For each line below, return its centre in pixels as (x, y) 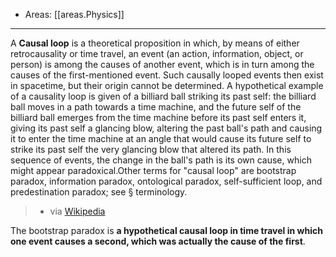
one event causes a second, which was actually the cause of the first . (158, 241)
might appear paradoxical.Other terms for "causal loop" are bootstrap (153, 170)
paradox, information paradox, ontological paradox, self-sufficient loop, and (166, 181)
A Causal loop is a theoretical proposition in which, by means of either (155, 43)
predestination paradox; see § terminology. (99, 192)
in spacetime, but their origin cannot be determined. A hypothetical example (167, 85)
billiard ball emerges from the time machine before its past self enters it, (158, 117)
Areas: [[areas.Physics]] (74, 14)
